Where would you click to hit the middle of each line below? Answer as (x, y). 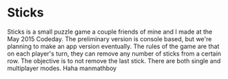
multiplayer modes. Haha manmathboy (62, 68)
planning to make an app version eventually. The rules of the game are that (113, 46)
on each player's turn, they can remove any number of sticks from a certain (114, 54)
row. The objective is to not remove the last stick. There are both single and (114, 60)
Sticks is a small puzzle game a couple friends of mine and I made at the (110, 32)
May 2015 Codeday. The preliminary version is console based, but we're (110, 38)
